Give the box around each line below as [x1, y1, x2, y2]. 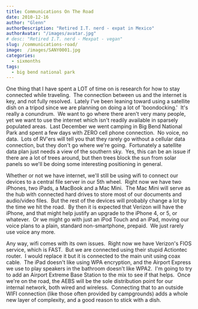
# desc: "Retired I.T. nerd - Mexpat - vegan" [6, 36, 123, 42]
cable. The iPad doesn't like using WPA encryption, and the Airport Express [6, 259, 191, 266]
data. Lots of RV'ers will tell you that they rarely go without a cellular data [6, 135, 186, 142]
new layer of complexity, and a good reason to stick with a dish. [6, 297, 161, 304]
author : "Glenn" [6, 19, 46, 25]
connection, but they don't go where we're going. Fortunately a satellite [6, 142, 182, 149]
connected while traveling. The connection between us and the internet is [6, 92, 187, 99]
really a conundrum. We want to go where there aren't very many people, [6, 110, 186, 118]
